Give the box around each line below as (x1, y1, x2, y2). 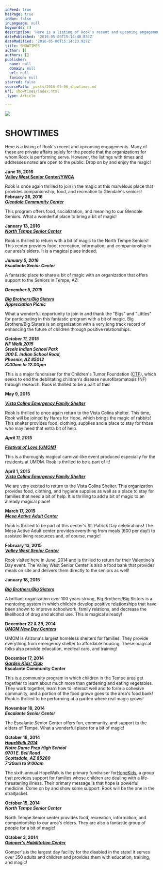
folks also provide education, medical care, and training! (5, 646, 117, 652)
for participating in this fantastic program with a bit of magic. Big (5, 316, 134, 322)
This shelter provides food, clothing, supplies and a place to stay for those (5, 420, 154, 426)
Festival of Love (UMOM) (5, 444, 57, 450)
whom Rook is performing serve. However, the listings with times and (5, 154, 144, 160)
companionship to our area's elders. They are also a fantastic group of (5, 820, 146, 826)
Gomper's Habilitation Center (5, 840, 66, 846)
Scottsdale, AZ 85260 (5, 755, 51, 761)
